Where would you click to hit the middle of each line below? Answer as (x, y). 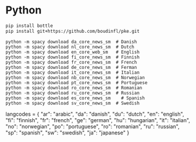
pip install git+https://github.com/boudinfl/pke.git (73, 31)
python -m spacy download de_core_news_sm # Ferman (71, 67)
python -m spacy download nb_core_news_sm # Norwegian (75, 77)
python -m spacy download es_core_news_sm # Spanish (75, 98)
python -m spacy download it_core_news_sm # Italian (73, 72)
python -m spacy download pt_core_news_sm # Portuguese (77, 82)
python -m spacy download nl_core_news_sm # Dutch (70, 47)
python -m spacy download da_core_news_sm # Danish (71, 41)
